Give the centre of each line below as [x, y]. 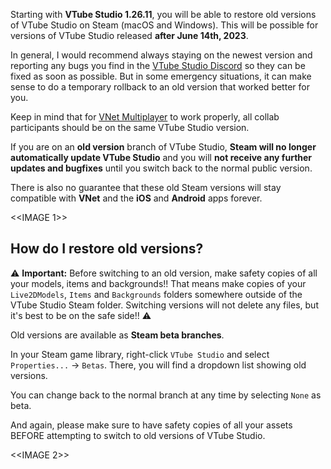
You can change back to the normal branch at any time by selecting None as [166, 395]
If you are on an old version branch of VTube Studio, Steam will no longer [163, 147]
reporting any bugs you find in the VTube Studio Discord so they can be [158, 65]
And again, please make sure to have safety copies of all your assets [151, 425]
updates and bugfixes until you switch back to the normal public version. [161, 168]
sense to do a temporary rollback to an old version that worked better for [160, 87]
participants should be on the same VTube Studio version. [130, 127]
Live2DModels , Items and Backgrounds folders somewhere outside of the [156, 294]
